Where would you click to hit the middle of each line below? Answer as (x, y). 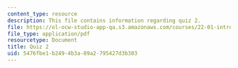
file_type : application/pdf (49, 34)
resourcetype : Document (42, 40)
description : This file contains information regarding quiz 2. (104, 21)
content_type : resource (42, 14)
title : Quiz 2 (28, 47)
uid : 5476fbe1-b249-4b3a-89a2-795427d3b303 (73, 54)
